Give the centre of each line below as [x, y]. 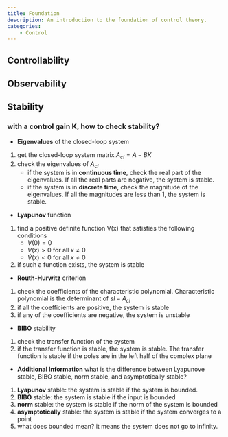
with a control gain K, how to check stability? [83, 126]
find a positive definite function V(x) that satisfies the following [106, 228]
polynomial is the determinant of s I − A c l [73, 299]
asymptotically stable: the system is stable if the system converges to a [119, 412]
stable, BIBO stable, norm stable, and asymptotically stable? [102, 377]
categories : [24, 26]
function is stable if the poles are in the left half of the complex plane [114, 356]
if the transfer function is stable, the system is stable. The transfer [110, 349]
